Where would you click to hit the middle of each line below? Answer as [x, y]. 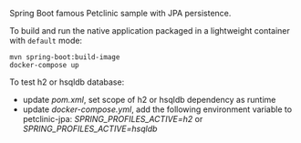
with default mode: [46, 41]
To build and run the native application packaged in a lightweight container [150, 31]
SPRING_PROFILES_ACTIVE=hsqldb [90, 128]
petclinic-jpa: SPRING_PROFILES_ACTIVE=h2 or [113, 119]
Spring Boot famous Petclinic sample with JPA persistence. [120, 13]
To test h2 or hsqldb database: [67, 82]
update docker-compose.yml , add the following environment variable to [157, 109]
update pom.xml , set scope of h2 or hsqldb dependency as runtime [149, 100]
